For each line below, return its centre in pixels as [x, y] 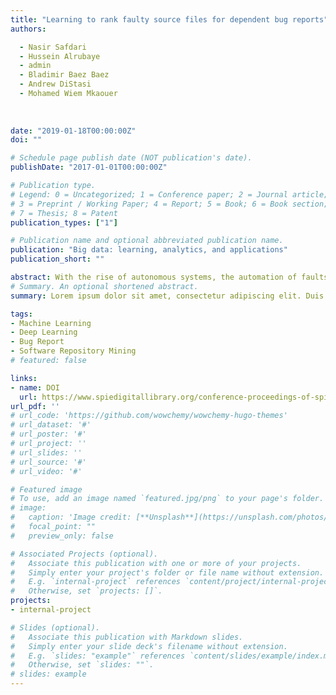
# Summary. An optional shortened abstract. [104, 286]
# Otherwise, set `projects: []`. [86, 591]
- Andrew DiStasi [55, 84]
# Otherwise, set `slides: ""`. [82, 665]
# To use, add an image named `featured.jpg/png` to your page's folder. [167, 499]
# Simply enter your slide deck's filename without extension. [149, 646]
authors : [28, 29]
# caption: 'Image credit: [71, 517]
